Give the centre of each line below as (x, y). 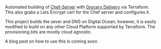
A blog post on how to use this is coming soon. (52, 41)
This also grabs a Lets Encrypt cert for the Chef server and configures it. (78, 12)
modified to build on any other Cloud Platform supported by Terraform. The (80, 27)
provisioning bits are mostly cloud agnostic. (48, 32)
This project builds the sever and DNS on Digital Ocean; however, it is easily (81, 22)
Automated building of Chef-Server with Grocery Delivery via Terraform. (77, 7)
